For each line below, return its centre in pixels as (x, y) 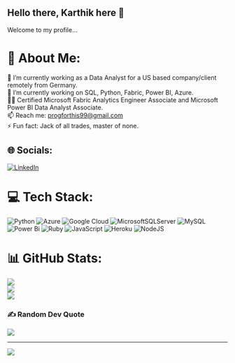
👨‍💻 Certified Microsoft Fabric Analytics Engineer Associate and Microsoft (113, 100)
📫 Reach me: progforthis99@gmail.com (65, 115)
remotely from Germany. (43, 85)
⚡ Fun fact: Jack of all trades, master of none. (73, 125)
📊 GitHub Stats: (55, 258)
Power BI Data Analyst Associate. (55, 107)
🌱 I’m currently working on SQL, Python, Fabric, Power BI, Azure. (100, 93)
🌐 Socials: (30, 150)
